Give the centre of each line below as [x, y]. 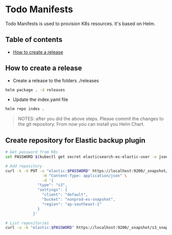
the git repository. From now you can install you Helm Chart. [81, 124]
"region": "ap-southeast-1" [72, 204]
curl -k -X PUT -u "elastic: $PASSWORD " [48, 171]
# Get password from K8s [32, 152]
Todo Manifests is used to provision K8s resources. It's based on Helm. [80, 24]
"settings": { [52, 190]
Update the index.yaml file [40, 100]
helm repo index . [25, 109]
